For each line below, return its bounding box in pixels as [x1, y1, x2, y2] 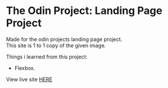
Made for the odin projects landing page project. [6, 36, 123, 43]
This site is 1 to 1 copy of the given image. [6, 42, 106, 49]
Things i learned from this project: [6, 53, 87, 60]
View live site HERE [6, 76, 52, 83]
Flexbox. [14, 64, 36, 71]
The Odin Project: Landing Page [6, 4, 163, 17]
